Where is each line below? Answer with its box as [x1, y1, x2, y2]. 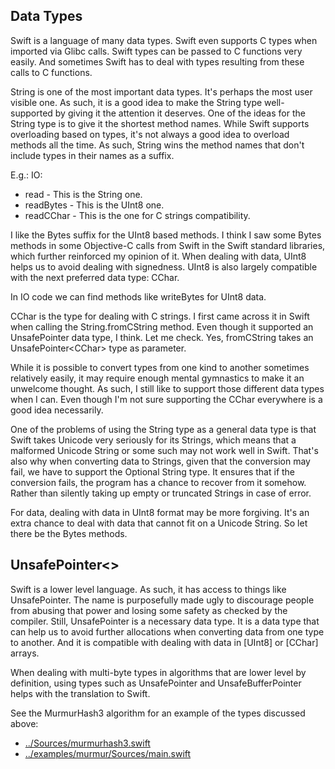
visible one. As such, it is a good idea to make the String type [10, 96, 263, 108]
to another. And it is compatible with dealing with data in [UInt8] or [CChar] [10, 636, 319, 648]
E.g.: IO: [10, 169, 43, 181]
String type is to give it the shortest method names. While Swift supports [10, 117, 310, 129]
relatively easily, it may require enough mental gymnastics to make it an [10, 372, 305, 384]
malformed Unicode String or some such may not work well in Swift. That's [10, 444, 319, 456]
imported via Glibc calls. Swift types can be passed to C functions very [10, 45, 303, 57]
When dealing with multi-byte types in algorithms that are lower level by [10, 666, 307, 678]
